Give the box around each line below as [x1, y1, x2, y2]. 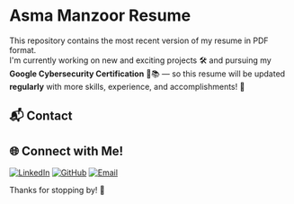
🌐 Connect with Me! [9, 143, 124, 158]
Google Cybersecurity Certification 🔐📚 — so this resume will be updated [9, 68, 286, 79]
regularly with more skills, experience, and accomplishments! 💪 [9, 81, 245, 92]
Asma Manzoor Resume [9, 5, 192, 26]
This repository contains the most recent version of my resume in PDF [9, 35, 269, 46]
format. [9, 44, 37, 55]
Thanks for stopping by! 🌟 [9, 185, 105, 196]
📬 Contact [9, 109, 73, 124]
